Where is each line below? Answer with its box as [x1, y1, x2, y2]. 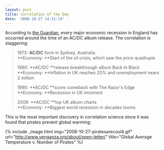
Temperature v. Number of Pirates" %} [5, 139, 83, 145]
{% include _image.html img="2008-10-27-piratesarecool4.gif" [5, 129, 133, 135]
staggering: [5, 40, 28, 46]
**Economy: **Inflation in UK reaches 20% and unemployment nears [17, 70, 160, 76]
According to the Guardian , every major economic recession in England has [5, 30, 158, 36]
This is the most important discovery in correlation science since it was [5, 114, 149, 120]
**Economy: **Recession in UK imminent [17, 90, 103, 96]
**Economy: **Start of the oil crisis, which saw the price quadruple [17, 55, 156, 61]
